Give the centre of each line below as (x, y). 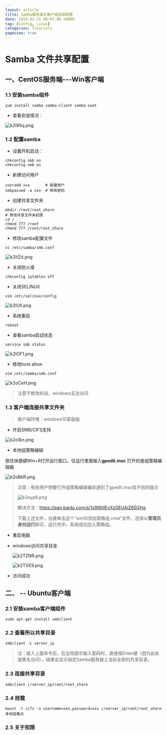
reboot (12, 325)
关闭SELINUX (26, 287)
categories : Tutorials (29, 28)
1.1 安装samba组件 (27, 94)
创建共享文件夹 (28, 200)
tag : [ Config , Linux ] (28, 24)
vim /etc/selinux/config (31, 296)
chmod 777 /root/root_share (34, 228)
